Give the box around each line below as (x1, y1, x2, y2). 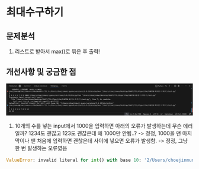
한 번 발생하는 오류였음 (14, 144, 68, 152)
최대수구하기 (6, 5, 64, 19)
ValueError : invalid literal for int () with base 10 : (6, 157, 142, 163)
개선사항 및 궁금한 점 (6, 67, 76, 77)
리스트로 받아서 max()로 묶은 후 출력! (14, 48, 100, 55)
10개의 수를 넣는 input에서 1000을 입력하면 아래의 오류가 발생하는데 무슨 (14, 122, 182, 129)
